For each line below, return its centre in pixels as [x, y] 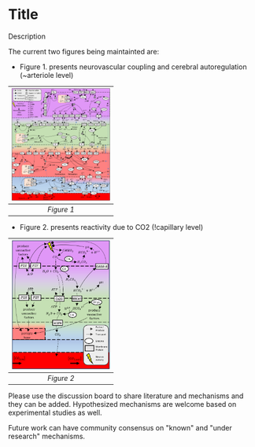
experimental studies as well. [55, 412]
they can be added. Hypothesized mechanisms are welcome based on [122, 404]
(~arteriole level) [46, 75]
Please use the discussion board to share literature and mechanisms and [126, 396]
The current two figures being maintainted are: [84, 51]
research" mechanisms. [46, 436]
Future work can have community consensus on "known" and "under [120, 427]
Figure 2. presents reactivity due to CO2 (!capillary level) [111, 227]
